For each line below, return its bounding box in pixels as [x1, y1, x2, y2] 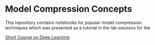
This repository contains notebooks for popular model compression [5, 20, 142, 25]
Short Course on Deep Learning [5, 34, 70, 40]
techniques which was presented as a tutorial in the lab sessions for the [5, 24, 151, 30]
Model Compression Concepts [5, 3, 132, 15]
